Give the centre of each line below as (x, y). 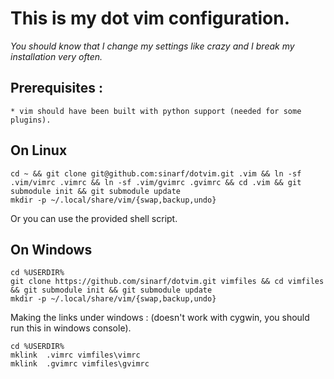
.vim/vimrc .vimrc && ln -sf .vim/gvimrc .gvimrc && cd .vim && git (156, 182)
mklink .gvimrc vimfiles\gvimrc (80, 364)
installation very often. (56, 56)
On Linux (39, 150)
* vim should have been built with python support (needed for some (156, 111)
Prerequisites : (56, 88)
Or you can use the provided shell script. (94, 218)
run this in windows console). (71, 328)
